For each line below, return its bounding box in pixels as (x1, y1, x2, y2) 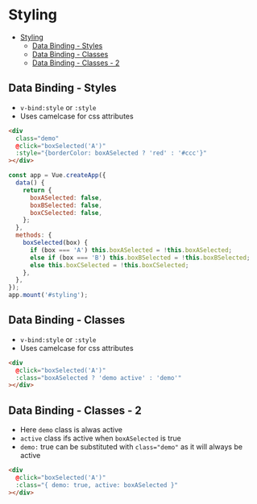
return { (23, 186, 52, 194)
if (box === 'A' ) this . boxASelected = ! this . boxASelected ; (29, 246, 232, 254)
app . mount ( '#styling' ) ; (8, 291, 89, 300)
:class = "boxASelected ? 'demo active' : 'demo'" (15, 374, 182, 382)
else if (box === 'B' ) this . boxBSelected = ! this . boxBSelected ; (29, 254, 251, 262)
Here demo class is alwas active (19, 425, 123, 435)
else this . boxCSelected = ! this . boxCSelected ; (29, 261, 189, 269)
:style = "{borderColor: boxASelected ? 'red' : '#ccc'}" (15, 149, 207, 158)
